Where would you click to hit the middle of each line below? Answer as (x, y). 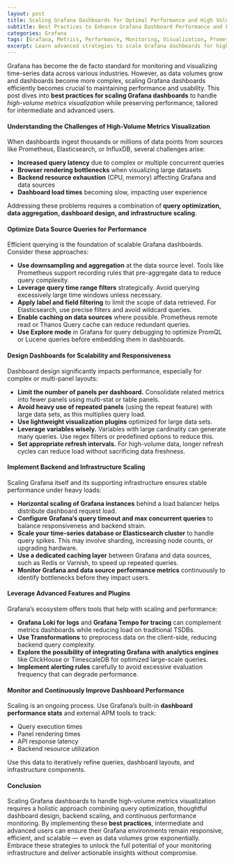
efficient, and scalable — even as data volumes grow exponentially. (104, 838)
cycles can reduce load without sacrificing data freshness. (101, 451)
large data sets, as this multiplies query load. (81, 414)
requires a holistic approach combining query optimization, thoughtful (107, 808)
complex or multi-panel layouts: (53, 378)
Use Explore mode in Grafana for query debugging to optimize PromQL (119, 332)
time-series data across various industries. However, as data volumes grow (115, 73)
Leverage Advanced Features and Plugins (69, 594)
